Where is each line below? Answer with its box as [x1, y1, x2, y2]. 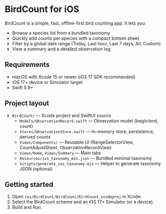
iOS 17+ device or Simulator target [12, 79, 83, 85]
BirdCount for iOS [5, 4, 80, 15]
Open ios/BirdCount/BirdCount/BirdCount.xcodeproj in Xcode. [12, 193, 142, 199]
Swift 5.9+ [12, 84, 34, 90]
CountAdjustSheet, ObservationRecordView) [19, 144, 112, 150]
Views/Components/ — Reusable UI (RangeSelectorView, [19, 139, 134, 145]
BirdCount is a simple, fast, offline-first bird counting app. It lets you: [5, 20, 146, 26]
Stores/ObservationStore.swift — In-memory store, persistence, [19, 128, 154, 134]
